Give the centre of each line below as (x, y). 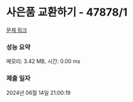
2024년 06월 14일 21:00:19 (38, 92)
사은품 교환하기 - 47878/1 (67, 12)
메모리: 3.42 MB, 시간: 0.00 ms (43, 61)
